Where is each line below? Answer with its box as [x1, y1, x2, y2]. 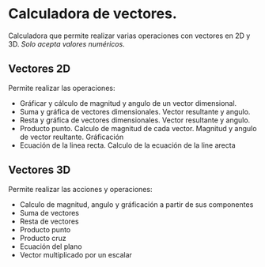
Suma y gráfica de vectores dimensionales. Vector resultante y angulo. [19, 107, 251, 116]
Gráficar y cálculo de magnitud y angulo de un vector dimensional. [19, 98, 237, 107]
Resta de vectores [19, 216, 79, 226]
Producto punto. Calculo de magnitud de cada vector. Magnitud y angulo [19, 123, 257, 133]
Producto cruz [19, 233, 67, 243]
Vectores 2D [8, 62, 71, 76]
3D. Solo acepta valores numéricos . [8, 39, 125, 48]
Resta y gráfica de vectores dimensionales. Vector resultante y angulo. [19, 115, 251, 125]
